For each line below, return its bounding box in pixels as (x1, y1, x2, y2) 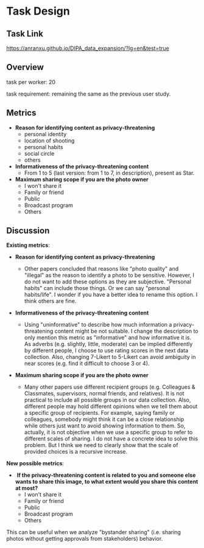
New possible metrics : (6, 460, 65, 467)
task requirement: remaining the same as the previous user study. (6, 90, 171, 97)
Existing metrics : (6, 241, 50, 249)
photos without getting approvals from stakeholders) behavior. (6, 535, 163, 543)
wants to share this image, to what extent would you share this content (15, 478, 199, 485)
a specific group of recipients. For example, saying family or (24, 409, 175, 417)
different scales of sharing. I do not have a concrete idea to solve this (24, 435, 199, 442)
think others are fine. (24, 297, 77, 305)
